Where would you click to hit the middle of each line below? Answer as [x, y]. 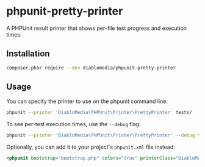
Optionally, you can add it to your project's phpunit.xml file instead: [91, 147]
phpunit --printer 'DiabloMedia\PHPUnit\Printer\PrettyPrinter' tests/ [99, 113]
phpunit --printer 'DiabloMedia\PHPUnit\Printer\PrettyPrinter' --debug [101, 135]
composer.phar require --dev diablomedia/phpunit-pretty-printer [91, 68]
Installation [28, 54]
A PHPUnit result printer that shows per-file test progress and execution [97, 28]
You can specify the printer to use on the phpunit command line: [87, 101]
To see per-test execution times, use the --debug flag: [74, 124]
